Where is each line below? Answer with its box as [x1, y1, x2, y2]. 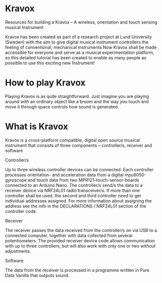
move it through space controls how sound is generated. [5, 103, 119, 109]
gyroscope [5, 177, 27, 183]
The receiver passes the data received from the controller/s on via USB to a [5, 227, 158, 233]
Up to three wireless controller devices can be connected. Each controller [5, 166, 154, 172]
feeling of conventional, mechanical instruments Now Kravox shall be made [5, 44, 157, 50]
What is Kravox [5, 121, 69, 132]
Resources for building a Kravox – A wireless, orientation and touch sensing [5, 19, 158, 25]
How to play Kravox [5, 77, 86, 88]
